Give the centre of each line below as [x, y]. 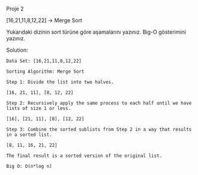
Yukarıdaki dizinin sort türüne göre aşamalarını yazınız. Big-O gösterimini [96, 32]
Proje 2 [15, 9]
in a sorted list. [29, 135]
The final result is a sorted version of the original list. [84, 156]
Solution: [17, 50]
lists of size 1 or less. [38, 108]
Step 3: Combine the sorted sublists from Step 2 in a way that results [99, 129]
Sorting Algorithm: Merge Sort [45, 72]
